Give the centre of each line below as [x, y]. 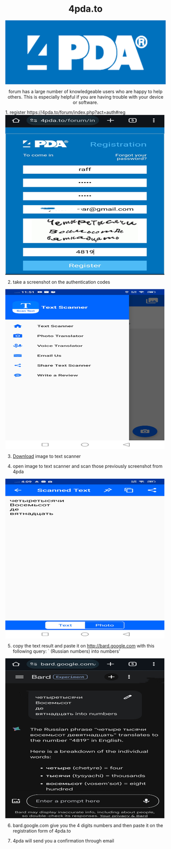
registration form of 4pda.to [42, 831]
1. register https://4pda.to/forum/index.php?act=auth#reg [65, 112]
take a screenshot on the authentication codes [61, 282]
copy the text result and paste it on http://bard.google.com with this [83, 645]
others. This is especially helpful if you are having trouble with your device [85, 97]
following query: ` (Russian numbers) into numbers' [66, 651]
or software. [85, 102]
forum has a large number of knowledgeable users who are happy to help [85, 91]
